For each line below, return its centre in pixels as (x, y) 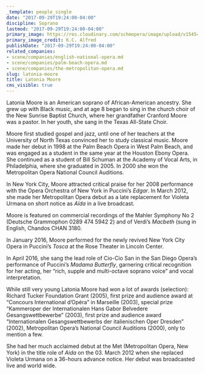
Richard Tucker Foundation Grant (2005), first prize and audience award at (100, 296)
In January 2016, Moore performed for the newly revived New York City (96, 240)
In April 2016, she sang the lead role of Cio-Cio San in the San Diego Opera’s (102, 258)
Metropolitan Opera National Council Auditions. (65, 172)
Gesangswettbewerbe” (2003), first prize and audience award (84, 315)
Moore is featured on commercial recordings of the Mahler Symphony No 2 (100, 215)
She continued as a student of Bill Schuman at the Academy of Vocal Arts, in (102, 159)
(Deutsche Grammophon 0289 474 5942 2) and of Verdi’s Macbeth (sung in (101, 222)
